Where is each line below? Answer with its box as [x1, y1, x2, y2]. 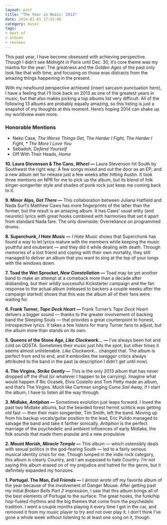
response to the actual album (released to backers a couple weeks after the [5, 286, 161, 292]
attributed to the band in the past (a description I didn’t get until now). [5, 359, 148, 365]
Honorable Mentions [5, 124, 56, 131]
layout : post [5, 7, 32, 13]
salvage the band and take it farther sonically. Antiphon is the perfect [5, 420, 147, 426]
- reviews [5, 40, 26, 45]
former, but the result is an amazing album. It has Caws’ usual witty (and [5, 208, 154, 214]
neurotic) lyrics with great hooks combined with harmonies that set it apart [5, 213, 159, 219]
